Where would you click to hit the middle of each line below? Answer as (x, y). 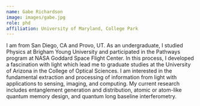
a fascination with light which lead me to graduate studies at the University (98, 65)
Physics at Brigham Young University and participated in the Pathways (93, 52)
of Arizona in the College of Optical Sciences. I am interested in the (89, 71)
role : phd (19, 23)
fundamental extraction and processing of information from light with (92, 77)
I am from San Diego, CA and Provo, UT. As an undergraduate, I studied (95, 46)
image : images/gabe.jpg (36, 17)
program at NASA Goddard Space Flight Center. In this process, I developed (100, 58)
